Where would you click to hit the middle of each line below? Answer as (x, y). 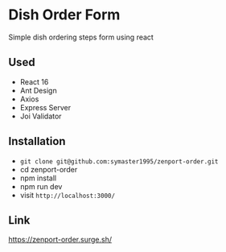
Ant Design (39, 90)
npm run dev (41, 186)
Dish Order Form (64, 15)
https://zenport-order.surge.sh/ (60, 240)
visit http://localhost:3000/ (67, 195)
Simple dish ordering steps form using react (81, 37)
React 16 (34, 81)
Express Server (45, 107)
